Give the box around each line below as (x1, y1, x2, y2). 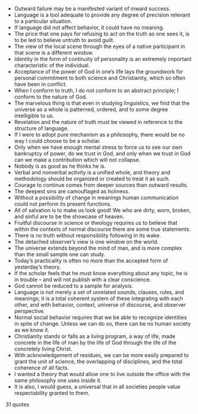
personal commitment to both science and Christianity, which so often (14, 74, 186, 81)
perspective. (14, 308, 45, 314)
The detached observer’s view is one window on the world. (14, 238, 159, 245)
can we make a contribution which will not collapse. (14, 157, 140, 163)
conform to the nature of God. (14, 93, 88, 100)
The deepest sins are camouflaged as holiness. (14, 188, 130, 195)
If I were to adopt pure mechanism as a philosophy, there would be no (14, 131, 185, 138)
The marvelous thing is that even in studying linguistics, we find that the (14, 100, 190, 106)
